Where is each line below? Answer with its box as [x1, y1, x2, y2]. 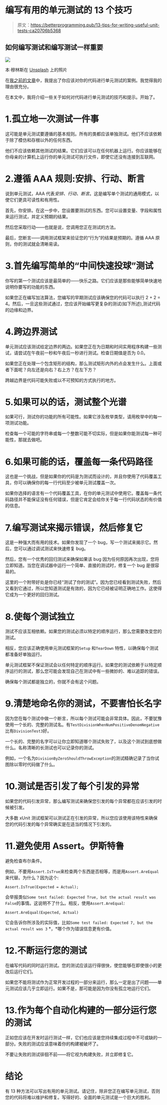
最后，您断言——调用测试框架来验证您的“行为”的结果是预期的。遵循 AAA [5, 234, 155, 240]
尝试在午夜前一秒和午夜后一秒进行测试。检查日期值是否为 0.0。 [18, 349, 148, 356]
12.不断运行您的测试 [5, 945, 87, 956]
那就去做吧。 [18, 437, 45, 443]
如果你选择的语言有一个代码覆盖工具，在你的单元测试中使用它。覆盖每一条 [5, 490, 158, 496]
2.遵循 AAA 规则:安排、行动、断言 [5, 173, 145, 184]
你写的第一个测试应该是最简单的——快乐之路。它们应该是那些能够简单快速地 [5, 277, 162, 284]
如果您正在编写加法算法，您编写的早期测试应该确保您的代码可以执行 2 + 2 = [5, 294, 161, 300]
